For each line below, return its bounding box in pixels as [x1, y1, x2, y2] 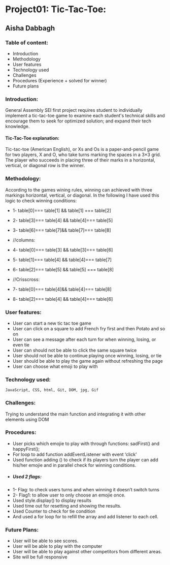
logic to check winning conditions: [5, 197, 77, 204]
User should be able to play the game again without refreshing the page [12, 358, 163, 364]
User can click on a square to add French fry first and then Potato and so [12, 325, 165, 331]
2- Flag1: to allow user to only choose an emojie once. [12, 492, 126, 498]
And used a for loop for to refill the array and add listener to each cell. [12, 513, 159, 519]
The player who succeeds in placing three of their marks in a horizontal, [5, 157, 156, 163]
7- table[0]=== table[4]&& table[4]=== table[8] [12, 286, 112, 292]
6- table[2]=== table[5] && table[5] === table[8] [12, 266, 114, 272]
